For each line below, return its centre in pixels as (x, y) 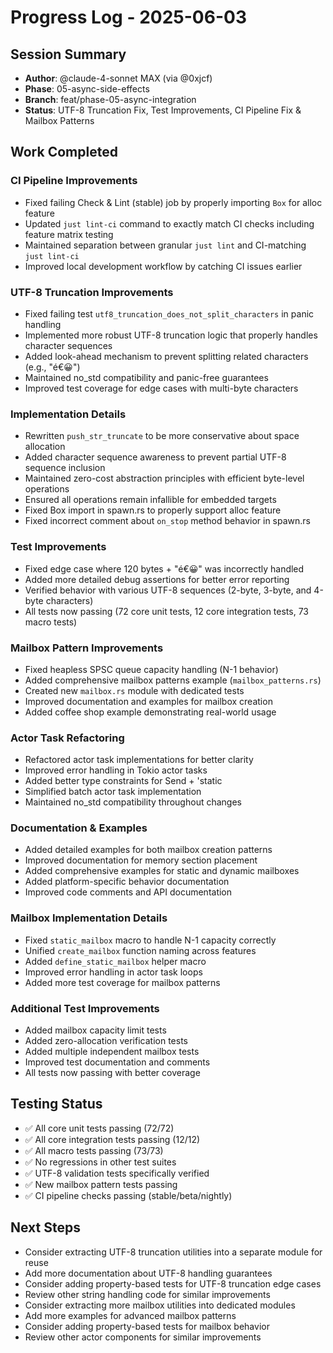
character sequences (68, 345)
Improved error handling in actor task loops (113, 972)
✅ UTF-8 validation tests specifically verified (117, 1173)
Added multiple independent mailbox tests (112, 1052)
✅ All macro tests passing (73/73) (94, 1150)
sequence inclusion (65, 468)
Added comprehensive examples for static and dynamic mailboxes (162, 871)
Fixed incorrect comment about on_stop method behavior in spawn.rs (167, 521)
